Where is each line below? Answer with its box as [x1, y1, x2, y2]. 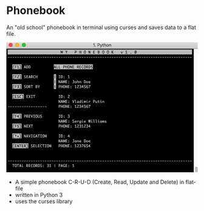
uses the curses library [15, 198, 73, 205]
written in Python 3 [15, 191, 63, 198]
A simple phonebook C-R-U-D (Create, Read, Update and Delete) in [15, 178, 185, 186]
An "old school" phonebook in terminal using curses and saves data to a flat [6, 24, 196, 31]
